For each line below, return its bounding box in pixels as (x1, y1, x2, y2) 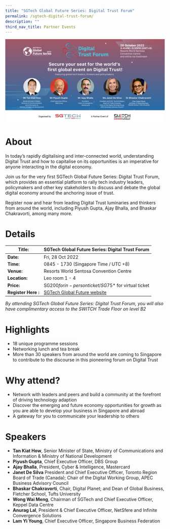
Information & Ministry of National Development (12, 453, 112, 459)
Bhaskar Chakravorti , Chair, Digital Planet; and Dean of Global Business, (12, 486, 164, 492)
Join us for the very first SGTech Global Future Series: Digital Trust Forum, (5, 173, 160, 180)
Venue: (7, 268, 23, 274)
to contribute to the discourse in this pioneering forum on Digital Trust (12, 357, 158, 363)
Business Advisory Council (12, 480, 69, 486)
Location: (7, 275, 28, 281)
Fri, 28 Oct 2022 (44, 254, 79, 260)
